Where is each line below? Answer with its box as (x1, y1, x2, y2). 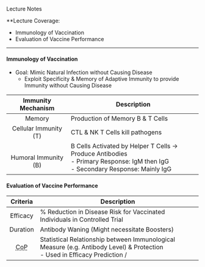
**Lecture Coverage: (6, 17, 60, 24)
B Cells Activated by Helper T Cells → (70, 142, 178, 151)
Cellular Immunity (12, 124, 62, 133)
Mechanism (19, 104, 55, 113)
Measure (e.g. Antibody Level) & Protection (40, 243, 164, 252)
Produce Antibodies (70, 149, 128, 158)
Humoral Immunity (10, 153, 64, 162)
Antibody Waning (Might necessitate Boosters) (40, 225, 174, 234)
